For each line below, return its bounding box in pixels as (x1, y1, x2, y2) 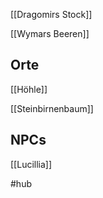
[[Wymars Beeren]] (10, 28, 90, 39)
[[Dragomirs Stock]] (10, 9, 93, 20)
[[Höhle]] (10, 83, 48, 95)
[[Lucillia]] (10, 158, 53, 170)
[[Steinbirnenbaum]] (10, 102, 94, 114)
